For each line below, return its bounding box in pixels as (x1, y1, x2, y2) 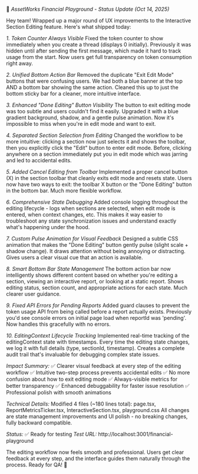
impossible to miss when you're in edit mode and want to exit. (6, 120, 156, 127)
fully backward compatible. (6, 419, 72, 426)
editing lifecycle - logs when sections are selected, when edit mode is (6, 205, 176, 212)
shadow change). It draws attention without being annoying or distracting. (6, 248, 186, 254)
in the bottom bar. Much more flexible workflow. (6, 187, 123, 194)
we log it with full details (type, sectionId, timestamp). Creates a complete (6, 345, 185, 351)
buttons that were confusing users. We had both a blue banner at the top (6, 77, 183, 84)
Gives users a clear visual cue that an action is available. (6, 254, 143, 261)
